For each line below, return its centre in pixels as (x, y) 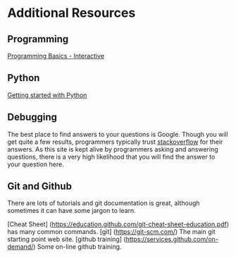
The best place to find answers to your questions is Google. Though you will (118, 134)
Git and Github (40, 186)
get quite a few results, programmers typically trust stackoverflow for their (115, 142)
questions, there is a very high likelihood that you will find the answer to (111, 156)
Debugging (32, 117)
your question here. (36, 164)
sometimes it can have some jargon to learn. (72, 211)
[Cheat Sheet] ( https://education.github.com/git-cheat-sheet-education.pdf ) (118, 224)
